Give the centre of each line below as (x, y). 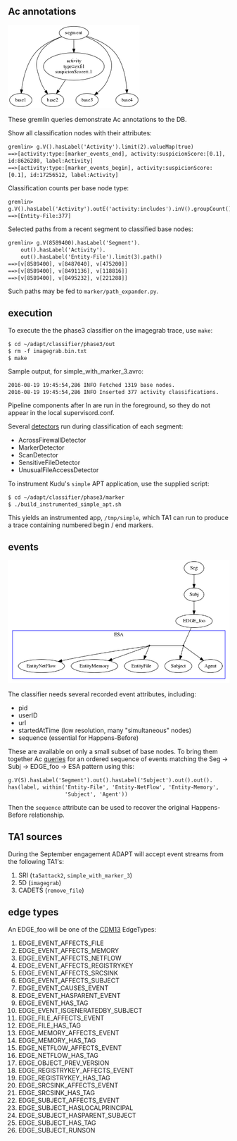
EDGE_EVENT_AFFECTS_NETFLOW (70, 958)
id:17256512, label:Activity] (74, 175)
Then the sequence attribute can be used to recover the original (99, 807)
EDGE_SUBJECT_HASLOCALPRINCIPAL (76, 1108)
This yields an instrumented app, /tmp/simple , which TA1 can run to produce (118, 517)
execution (31, 313)
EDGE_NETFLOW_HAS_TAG (58, 1055)
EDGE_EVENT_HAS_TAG (53, 1003)
